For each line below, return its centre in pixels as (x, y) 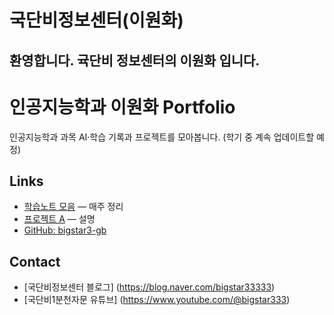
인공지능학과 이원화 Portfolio (122, 107)
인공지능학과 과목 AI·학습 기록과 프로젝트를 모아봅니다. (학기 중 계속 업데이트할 (162, 137)
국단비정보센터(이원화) (96, 20)
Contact (35, 261)
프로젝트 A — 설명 (59, 219)
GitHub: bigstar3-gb (65, 230)
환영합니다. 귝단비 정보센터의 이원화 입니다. (135, 60)
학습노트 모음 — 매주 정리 (73, 207)
